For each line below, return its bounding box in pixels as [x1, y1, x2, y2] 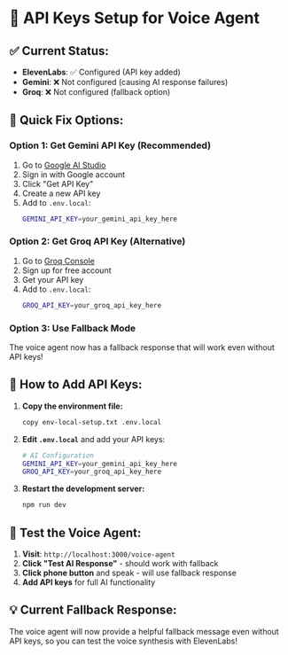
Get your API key [21, 274, 84, 285]
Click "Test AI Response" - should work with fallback [21, 558, 219, 569]
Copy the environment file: [21, 401, 123, 411]
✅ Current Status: [9, 43, 109, 58]
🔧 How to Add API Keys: [9, 377, 143, 393]
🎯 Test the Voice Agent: [9, 525, 142, 540]
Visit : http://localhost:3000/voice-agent [21, 549, 175, 559]
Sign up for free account [21, 265, 112, 276]
